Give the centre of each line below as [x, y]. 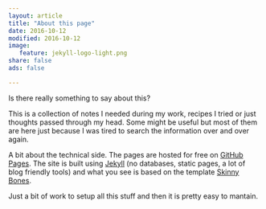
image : [19, 46]
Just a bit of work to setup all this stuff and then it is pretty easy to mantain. [133, 196]
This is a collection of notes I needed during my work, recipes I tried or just [132, 113]
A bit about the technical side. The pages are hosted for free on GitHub [126, 154]
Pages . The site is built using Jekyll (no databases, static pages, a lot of [127, 163]
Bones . [20, 180]
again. [19, 139]
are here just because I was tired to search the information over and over [129, 130]
